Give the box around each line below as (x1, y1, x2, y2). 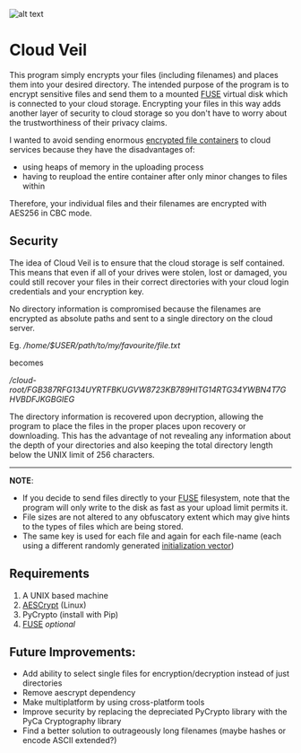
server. (9, 322, 36, 333)
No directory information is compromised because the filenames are (9, 303, 262, 314)
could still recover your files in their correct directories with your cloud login (9, 276, 289, 287)
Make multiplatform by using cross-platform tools (21, 696, 205, 708)
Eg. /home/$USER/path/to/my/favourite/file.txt (9, 339, 181, 350)
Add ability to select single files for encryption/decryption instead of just (21, 669, 289, 679)
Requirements (9, 566, 90, 582)
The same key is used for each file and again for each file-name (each (21, 530, 282, 541)
